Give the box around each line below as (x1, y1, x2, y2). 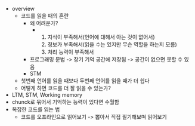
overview (11, 5, 35, 12)
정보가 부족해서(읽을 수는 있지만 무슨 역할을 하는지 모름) (47, 41, 177, 48)
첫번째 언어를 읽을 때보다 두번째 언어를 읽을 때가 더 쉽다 (20, 77, 150, 84)
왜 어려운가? (29, 20, 58, 26)
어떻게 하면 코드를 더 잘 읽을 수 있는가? (20, 85, 112, 91)
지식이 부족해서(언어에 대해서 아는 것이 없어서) (47, 33, 155, 41)
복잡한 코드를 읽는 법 (11, 106, 60, 113)
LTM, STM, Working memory (11, 91, 82, 98)
